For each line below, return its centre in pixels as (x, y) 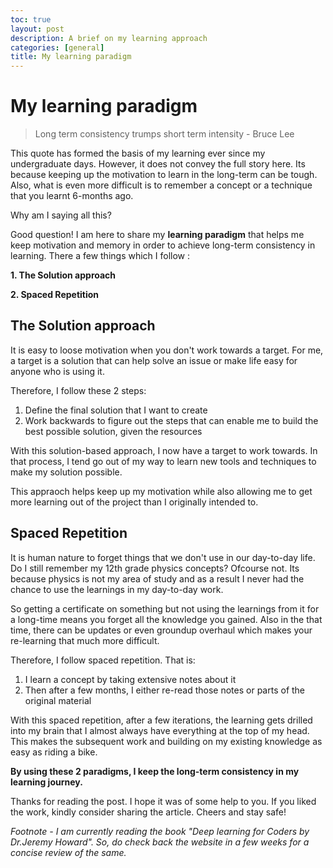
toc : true (31, 19)
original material (58, 700)
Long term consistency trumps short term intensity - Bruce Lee (164, 134)
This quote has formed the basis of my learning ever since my (138, 153)
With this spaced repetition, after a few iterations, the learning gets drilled (161, 720)
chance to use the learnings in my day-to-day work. (117, 589)
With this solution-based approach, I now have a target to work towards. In (164, 450)
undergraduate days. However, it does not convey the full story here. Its (158, 164)
